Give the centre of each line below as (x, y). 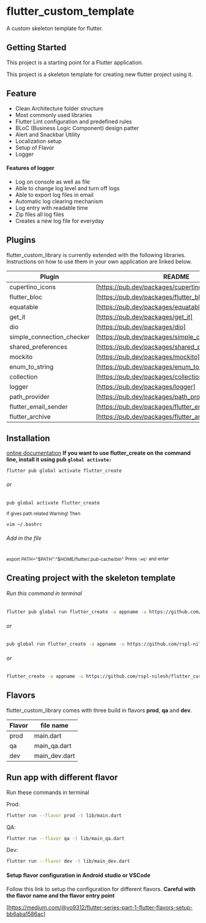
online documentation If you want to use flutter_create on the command (99, 453)
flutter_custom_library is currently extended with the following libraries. (96, 255)
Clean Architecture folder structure (59, 108)
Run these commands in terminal (48, 792)
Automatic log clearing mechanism (59, 201)
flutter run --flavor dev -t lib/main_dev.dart (68, 861)
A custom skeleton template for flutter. (55, 28)
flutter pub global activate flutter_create (64, 471)
